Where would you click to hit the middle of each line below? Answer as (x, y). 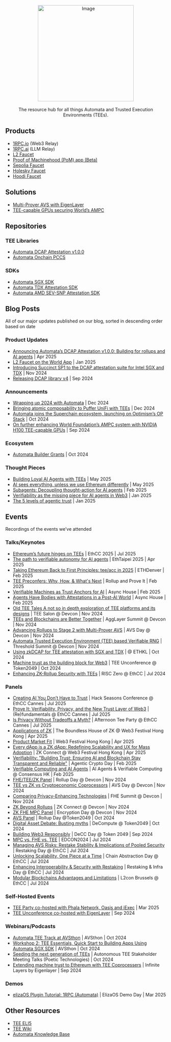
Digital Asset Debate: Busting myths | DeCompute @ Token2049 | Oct (86, 824)
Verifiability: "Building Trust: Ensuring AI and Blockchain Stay (77, 758)
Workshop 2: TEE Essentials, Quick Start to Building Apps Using (80, 943)
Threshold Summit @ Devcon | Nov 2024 (56, 646)
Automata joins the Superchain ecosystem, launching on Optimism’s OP (88, 414)
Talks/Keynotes (25, 543)
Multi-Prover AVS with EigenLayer (48, 205)
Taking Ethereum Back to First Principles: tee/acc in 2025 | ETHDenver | (88, 570)
